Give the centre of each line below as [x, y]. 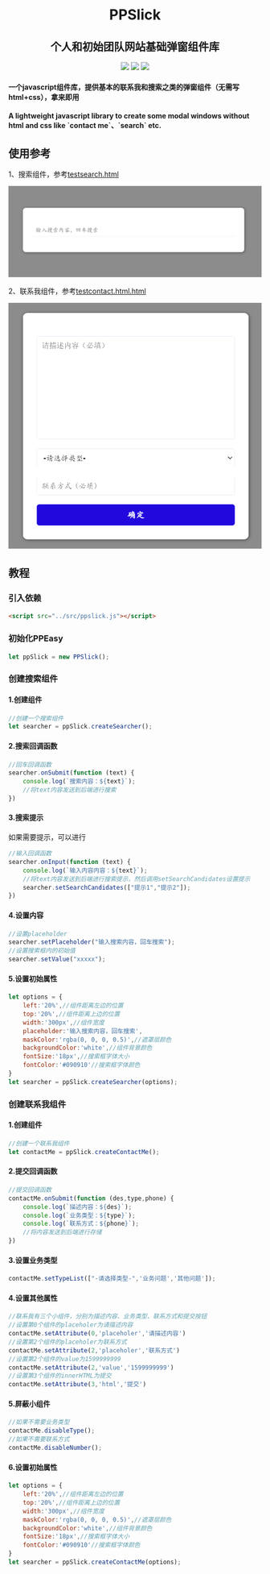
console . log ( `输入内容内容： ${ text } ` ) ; [85, 870]
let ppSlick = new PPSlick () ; [59, 657]
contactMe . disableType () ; [51, 1431]
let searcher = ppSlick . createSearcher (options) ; [93, 1082]
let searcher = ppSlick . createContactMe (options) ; [95, 1562]
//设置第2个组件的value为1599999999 [65, 1359]
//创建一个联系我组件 [39, 1143]
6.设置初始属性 [33, 1467]
